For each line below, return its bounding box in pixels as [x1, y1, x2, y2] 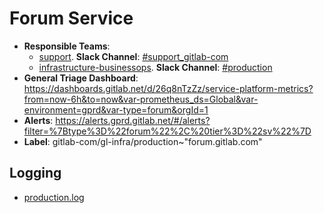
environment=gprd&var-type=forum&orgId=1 [23, 103, 209, 116]
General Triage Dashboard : [23, 72, 139, 84]
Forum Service [9, 7, 134, 30]
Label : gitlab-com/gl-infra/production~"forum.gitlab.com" [23, 135, 263, 147]
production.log [23, 191, 85, 203]
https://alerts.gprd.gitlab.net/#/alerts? [55, 114, 211, 126]
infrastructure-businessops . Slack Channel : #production [38, 61, 273, 73]
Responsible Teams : [23, 40, 111, 52]
